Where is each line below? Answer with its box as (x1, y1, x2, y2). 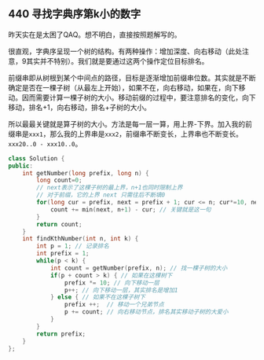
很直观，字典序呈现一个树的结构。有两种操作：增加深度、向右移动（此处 (8, 46, 242, 56)
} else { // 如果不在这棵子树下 (49, 293, 145, 301)
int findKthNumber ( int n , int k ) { (22, 235, 139, 243)
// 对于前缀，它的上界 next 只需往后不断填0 (36, 191, 166, 199)
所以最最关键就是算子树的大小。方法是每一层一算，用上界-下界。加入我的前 (8, 119, 253, 128)
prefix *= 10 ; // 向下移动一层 (64, 278, 159, 287)
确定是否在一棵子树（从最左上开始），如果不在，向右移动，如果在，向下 (8, 83, 239, 92)
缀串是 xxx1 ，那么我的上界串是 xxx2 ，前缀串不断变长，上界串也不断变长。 (8, 129, 244, 138)
